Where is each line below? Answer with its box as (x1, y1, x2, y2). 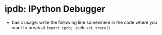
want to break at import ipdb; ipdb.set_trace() (11, 24, 111, 30)
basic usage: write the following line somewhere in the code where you (11, 19, 157, 25)
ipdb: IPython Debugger (4, 3, 106, 15)
